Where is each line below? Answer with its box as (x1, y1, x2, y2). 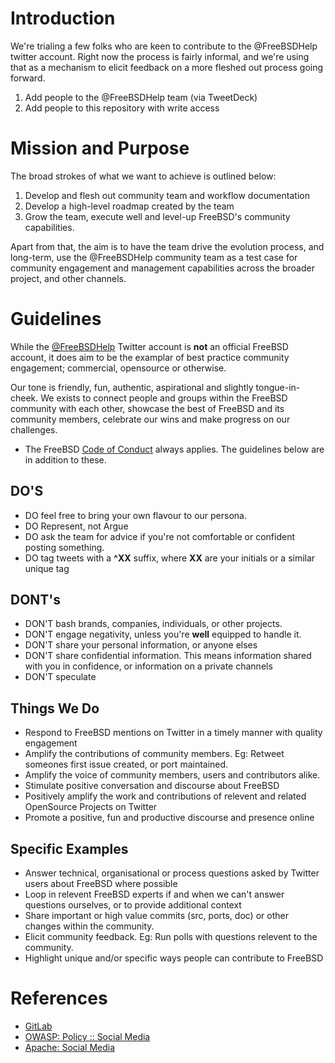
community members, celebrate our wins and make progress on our (10, 413, 291, 425)
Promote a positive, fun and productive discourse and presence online (24, 812, 315, 824)
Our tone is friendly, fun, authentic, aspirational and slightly (10, 381, 254, 393)
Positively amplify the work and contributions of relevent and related (24, 790, 307, 802)
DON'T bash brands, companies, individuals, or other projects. (24, 618, 283, 630)
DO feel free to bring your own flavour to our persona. (24, 509, 247, 521)
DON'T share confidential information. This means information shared (24, 650, 312, 662)
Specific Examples (10, 840, 129, 857)
